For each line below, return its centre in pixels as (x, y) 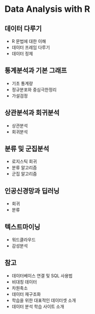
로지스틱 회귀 (24, 162)
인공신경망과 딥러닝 (32, 191)
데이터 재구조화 (26, 294)
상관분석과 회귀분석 (32, 113)
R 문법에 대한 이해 (29, 41)
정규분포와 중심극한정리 (34, 89)
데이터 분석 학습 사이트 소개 (38, 306)
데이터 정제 (22, 53)
